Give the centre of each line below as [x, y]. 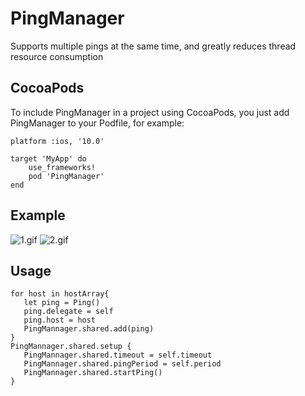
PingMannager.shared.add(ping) [89, 329]
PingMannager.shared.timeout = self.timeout [118, 355]
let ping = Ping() [62, 303]
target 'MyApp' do [48, 158]
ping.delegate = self [68, 312]
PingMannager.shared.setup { [71, 347]
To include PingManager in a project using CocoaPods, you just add [150, 112]
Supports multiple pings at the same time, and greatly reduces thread [153, 46]
